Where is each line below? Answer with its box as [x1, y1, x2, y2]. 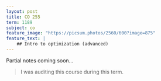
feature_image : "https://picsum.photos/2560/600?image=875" [6, 30, 156, 36]
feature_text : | [6, 36, 46, 41]
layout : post [6, 8, 38, 15]
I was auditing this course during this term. [20, 68, 124, 75]
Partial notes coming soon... [6, 57, 74, 64]
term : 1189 [6, 19, 33, 25]
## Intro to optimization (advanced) [16, 41, 109, 47]
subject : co [6, 24, 35, 31]
